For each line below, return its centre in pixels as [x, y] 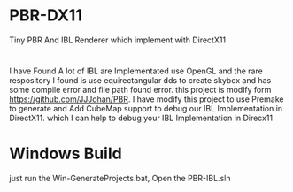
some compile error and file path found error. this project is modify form [140, 90]
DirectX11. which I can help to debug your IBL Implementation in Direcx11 [141, 118]
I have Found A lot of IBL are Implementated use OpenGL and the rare [136, 71]
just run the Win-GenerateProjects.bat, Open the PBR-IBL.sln [120, 179]
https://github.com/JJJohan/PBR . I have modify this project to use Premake [146, 99]
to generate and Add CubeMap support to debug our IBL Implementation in [146, 109]
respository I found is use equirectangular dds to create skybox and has [140, 81]
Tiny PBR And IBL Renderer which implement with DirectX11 [118, 40]
